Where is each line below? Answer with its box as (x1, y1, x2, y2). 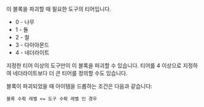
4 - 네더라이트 (15, 49, 50, 56)
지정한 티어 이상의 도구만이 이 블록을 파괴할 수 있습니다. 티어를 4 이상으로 (6, 62, 182, 69)
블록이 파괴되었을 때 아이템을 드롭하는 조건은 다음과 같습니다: (6, 83, 152, 90)
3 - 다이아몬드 (15, 42, 50, 48)
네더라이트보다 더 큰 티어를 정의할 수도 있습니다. (12, 70, 128, 76)
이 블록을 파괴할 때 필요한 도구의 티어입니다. (6, 6, 112, 12)
